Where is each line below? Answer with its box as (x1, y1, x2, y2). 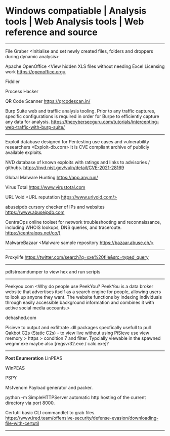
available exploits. (5, 149, 43, 155)
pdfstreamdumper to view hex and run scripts (5, 268, 101, 274)
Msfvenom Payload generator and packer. (5, 384, 93, 390)
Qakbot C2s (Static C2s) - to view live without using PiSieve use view (5, 330, 150, 336)
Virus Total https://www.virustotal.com (5, 184, 86, 190)
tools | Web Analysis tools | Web (5, 16, 144, 27)
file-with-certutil (5, 420, 39, 426)
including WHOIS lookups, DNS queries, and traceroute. (5, 224, 122, 230)
